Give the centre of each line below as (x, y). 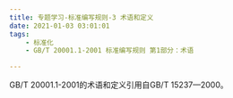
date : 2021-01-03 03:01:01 (60, 26)
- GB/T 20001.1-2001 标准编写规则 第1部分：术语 (110, 51)
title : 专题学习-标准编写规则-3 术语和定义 (82, 17)
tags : (19, 34)
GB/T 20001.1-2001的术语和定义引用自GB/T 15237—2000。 (119, 85)
